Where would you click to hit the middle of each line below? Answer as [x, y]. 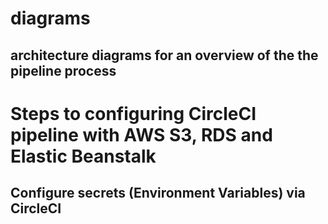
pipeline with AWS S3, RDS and [141, 134]
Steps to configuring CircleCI [133, 113]
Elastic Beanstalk [83, 156]
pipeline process [63, 70]
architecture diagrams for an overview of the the [164, 55]
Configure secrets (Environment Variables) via [158, 193]
